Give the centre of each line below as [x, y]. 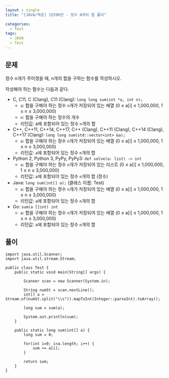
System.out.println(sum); [51, 317]
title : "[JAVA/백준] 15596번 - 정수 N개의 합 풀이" [56, 15]
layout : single [22, 10]
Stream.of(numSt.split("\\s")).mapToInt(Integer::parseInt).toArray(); [83, 299]
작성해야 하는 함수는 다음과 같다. [37, 89]
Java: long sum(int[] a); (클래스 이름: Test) [58, 182]
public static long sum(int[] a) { [52, 330]
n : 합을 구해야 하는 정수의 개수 [50, 117]
